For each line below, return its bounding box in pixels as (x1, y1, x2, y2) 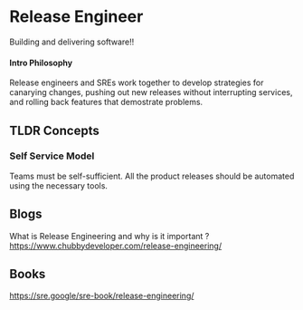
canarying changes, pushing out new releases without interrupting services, (9, 87, 293, 98)
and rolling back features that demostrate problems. (9, 97, 204, 108)
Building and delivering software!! (9, 36, 135, 47)
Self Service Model (9, 150, 95, 162)
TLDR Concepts (9, 122, 99, 138)
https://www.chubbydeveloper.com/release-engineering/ (9, 240, 223, 251)
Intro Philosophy (9, 57, 73, 68)
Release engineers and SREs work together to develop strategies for (9, 77, 264, 88)
